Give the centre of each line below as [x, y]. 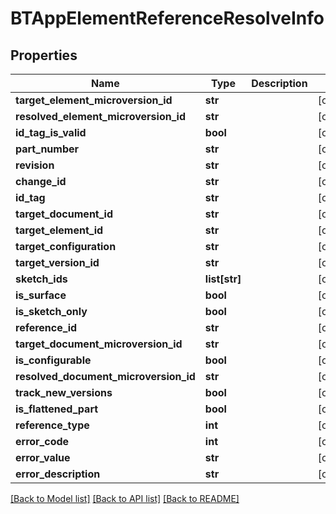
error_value [43, 457]
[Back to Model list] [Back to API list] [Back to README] [125, 498]
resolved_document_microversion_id [105, 376]
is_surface [41, 295]
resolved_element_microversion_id [100, 116]
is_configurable [53, 360]
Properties [44, 55]
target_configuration [66, 246]
